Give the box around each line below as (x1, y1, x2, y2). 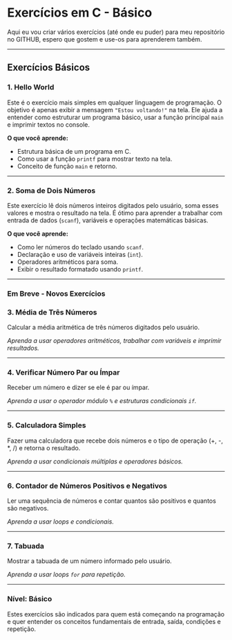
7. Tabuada (7, 541, 45, 551)
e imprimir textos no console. (7, 120, 90, 129)
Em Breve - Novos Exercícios (7, 289, 106, 299)
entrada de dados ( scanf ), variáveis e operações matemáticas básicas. (7, 216, 209, 224)
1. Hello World (7, 82, 55, 92)
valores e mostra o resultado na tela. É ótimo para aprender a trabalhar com (7, 208, 223, 217)
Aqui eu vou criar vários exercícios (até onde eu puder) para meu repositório (7, 28, 225, 36)
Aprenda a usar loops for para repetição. (7, 570, 126, 579)
